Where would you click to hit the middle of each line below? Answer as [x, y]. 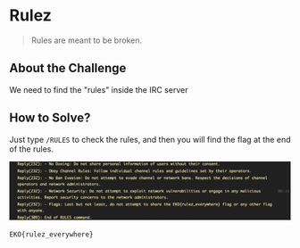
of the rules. [31, 149]
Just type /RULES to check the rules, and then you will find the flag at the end [150, 139]
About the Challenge [68, 68]
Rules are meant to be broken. [87, 40]
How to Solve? [50, 118]
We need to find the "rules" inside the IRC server [99, 89]
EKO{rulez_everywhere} [51, 235]
